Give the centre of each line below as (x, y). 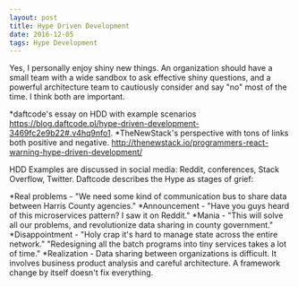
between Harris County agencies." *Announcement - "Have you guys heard (149, 206)
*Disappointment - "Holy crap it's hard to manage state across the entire (144, 235)
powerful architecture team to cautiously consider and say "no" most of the (149, 87)
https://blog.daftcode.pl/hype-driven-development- (104, 124)
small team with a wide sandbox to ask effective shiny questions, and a (140, 78)
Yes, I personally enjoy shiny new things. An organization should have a (141, 68)
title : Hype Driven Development (69, 26)
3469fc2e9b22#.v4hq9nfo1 (60, 133)
